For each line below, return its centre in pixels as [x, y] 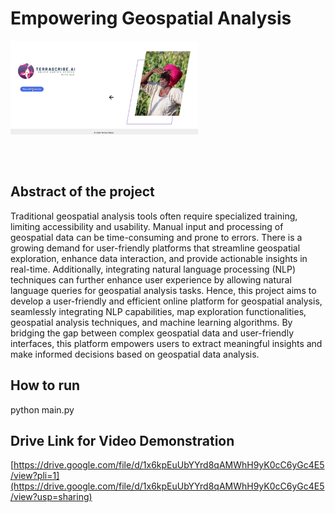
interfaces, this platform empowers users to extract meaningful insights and [166, 343]
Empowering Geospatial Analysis [151, 18]
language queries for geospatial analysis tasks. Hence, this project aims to [163, 290]
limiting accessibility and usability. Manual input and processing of [147, 226]
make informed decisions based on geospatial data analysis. [135, 354]
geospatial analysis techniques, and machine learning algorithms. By [151, 322]
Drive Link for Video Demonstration [122, 440]
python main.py [42, 409]
